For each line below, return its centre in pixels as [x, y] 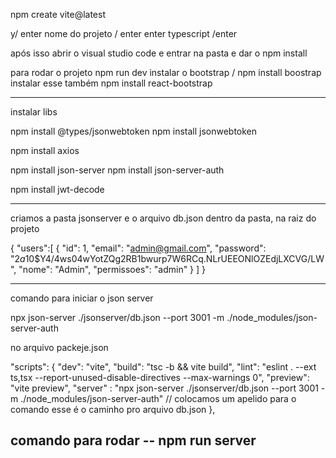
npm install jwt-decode [57, 189]
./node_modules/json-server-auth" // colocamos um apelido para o [158, 398]
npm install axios [45, 150]
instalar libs [34, 112]
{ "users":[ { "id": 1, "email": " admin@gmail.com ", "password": [138, 248]
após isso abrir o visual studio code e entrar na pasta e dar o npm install [159, 53]
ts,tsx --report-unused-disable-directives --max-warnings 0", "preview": [160, 377]
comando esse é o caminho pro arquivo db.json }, [113, 409]
